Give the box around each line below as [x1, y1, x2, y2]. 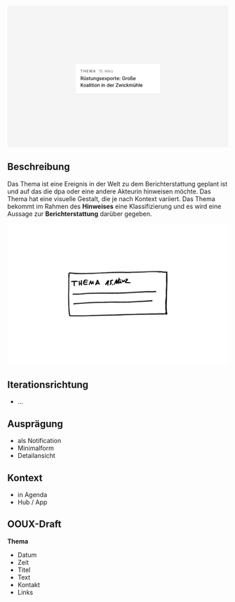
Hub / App [17, 498, 48, 506]
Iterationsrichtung [7, 378, 89, 390]
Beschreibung [7, 161, 70, 173]
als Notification [17, 437, 62, 445]
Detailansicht [17, 451, 56, 460]
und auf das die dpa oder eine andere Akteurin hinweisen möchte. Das [7, 187, 212, 196]
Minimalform [17, 444, 54, 452]
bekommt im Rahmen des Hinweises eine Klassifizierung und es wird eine [7, 202, 222, 210]
